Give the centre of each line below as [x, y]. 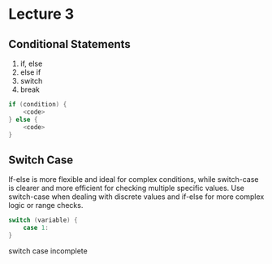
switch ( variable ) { [43, 220]
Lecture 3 [41, 14]
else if [30, 72]
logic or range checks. [46, 206]
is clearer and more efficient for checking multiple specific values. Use [127, 188]
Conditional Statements [70, 44]
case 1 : [36, 228]
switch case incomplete [48, 251]
